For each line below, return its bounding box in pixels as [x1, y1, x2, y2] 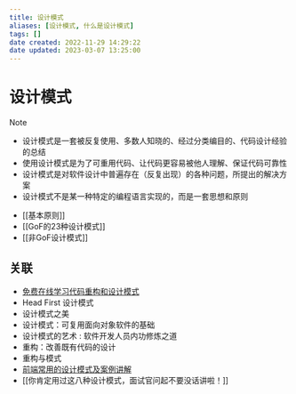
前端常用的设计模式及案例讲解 [21, 364, 132, 374]
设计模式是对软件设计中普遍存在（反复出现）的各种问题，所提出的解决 [21, 169, 280, 180]
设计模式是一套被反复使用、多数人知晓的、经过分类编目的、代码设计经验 [21, 135, 287, 147]
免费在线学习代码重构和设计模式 [21, 285, 140, 296]
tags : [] [9, 29, 42, 38]
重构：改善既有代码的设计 [21, 342, 116, 352]
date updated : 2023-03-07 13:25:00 [9, 46, 141, 55]
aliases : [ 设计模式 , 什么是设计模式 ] [9, 21, 134, 30]
